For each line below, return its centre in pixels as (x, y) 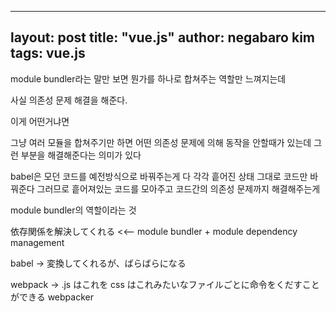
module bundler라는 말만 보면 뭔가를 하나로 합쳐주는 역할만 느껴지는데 (148, 78)
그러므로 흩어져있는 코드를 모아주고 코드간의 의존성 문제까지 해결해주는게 (178, 188)
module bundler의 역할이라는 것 (73, 210)
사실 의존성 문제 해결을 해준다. (69, 100)
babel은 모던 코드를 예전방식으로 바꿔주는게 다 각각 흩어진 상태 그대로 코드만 (159, 176)
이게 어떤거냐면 (40, 121)
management (37, 242)
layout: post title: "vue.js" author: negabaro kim (162, 37)
